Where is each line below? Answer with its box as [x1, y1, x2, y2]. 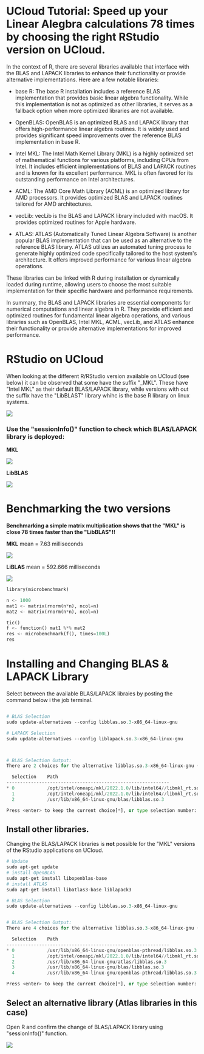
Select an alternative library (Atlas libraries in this [6, 998, 197, 1008]
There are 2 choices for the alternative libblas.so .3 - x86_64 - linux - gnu [6, 763, 194, 769]
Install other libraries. [6, 824, 89, 834]
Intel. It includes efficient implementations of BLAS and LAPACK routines [15, 163, 196, 170]
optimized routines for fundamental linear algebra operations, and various [6, 311, 191, 319]
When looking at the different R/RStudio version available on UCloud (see [6, 372, 189, 380]
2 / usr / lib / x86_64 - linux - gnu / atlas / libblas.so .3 [12, 959, 167, 965]
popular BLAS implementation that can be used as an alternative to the [15, 237, 192, 244]
